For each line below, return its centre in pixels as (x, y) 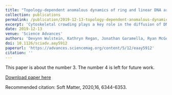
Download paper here (28, 77)
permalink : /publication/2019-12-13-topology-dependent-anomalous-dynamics (88, 19)
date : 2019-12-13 (24, 29)
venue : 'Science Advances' (34, 34)
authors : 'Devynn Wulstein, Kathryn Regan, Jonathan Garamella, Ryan (81, 39)
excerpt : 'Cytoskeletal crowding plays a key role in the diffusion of (83, 24)
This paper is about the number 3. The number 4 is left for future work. (80, 67)
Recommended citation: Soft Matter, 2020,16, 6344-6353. (66, 87)
